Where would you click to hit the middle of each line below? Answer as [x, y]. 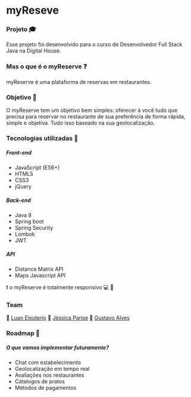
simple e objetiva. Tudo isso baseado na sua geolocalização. [81, 123]
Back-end [18, 200]
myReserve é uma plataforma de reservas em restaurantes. [79, 82]
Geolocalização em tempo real [52, 369]
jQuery [23, 186]
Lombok [25, 234]
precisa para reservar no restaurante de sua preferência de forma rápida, [96, 117]
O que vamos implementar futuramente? [58, 347]
